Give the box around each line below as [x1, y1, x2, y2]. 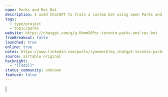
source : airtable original [5, 53, 61, 59]
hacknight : [5, 58, 28, 63]
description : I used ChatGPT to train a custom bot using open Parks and [5, 12, 162, 17]
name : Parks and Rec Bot [5, 7, 57, 12]
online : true [5, 44, 32, 49]
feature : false [5, 72, 37, 77]
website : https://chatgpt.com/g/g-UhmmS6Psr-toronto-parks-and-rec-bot [5, 30, 157, 35]
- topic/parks [9, 26, 39, 31]
